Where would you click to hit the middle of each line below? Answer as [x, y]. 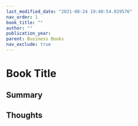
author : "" [19, 28]
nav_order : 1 [22, 17]
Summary [24, 95]
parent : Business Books [35, 39]
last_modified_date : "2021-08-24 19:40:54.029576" [69, 11]
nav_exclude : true [28, 45]
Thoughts [24, 115]
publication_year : [28, 34]
